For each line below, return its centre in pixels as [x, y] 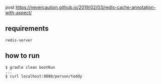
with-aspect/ [18, 13]
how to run [22, 56]
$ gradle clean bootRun [30, 67]
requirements [27, 29]
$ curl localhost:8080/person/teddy [44, 76]
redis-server [19, 40]
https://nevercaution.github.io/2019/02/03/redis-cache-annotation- [86, 7]
